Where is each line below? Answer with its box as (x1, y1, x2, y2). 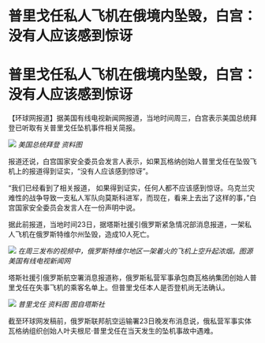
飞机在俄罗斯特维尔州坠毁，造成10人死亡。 (14, 229, 154, 239)
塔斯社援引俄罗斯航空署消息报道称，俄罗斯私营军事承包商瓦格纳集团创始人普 (8, 273, 257, 282)
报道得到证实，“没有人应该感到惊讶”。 (28, 166, 153, 176)
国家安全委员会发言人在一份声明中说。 (14, 203, 140, 213)
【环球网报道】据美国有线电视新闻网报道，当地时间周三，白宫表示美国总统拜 (8, 114, 257, 123)
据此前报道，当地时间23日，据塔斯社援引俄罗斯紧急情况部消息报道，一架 (8, 220, 245, 229)
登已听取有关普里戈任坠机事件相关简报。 (8, 123, 140, 132)
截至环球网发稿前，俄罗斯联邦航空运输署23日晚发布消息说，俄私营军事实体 (8, 316, 252, 326)
